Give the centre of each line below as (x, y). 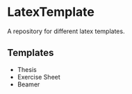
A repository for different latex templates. (66, 31)
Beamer (28, 84)
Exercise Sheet (39, 77)
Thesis (27, 69)
